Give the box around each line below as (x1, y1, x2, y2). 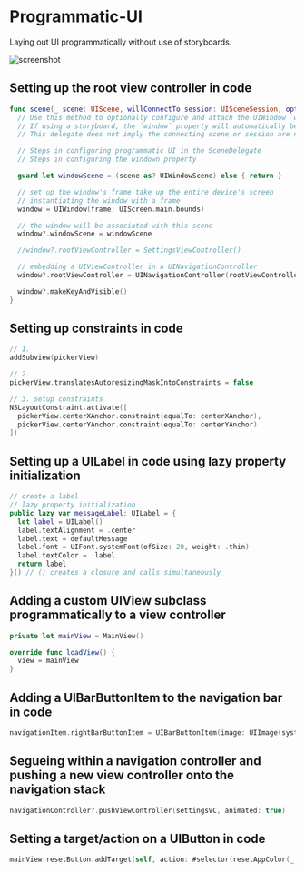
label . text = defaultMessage (17, 534, 128, 543)
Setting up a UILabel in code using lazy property (9, 453, 287, 469)
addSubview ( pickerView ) (9, 353, 100, 363)
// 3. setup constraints (9, 394, 103, 404)
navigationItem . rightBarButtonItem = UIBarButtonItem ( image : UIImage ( (9, 728, 282, 738)
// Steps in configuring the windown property (17, 155, 197, 165)
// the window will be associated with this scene (17, 221, 213, 230)
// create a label (9, 492, 79, 501)
